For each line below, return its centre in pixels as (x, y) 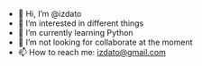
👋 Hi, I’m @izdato (50, 14)
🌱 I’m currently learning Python (75, 33)
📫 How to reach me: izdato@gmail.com (92, 52)
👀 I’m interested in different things (81, 23)
